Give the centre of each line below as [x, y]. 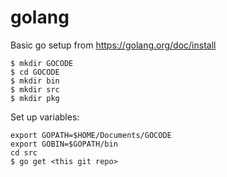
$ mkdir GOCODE [42, 63]
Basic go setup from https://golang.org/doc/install [113, 45]
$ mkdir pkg [35, 98]
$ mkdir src [35, 89]
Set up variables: [45, 117]
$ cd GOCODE [35, 72]
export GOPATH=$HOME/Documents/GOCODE [91, 135]
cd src [24, 152]
